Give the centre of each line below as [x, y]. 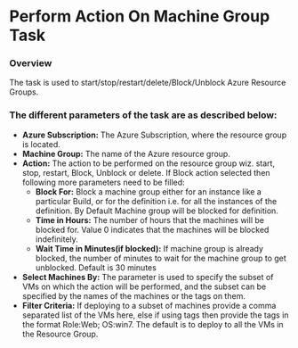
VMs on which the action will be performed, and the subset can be [144, 286]
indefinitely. [56, 239]
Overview [31, 63]
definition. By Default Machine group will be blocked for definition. [157, 211]
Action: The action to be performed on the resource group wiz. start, [149, 163]
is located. [41, 144]
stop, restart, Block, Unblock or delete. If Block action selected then [146, 172]
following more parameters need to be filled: [103, 182]
